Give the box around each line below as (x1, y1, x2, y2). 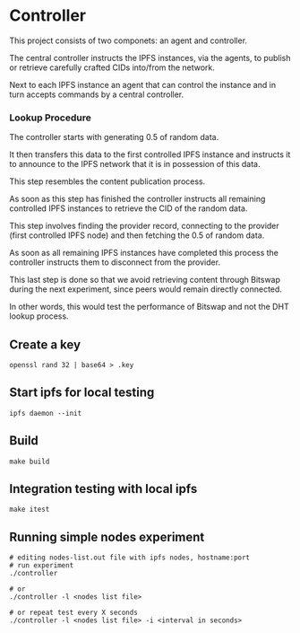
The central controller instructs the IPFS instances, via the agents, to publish (9, 52, 291, 63)
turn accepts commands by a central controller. (9, 89, 184, 100)
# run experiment (9, 561, 74, 570)
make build (9, 457, 50, 466)
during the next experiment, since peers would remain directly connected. (9, 284, 282, 295)
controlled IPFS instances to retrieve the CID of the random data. (9, 203, 248, 214)
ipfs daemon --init (9, 409, 82, 418)
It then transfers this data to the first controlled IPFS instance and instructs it (9, 149, 291, 160)
